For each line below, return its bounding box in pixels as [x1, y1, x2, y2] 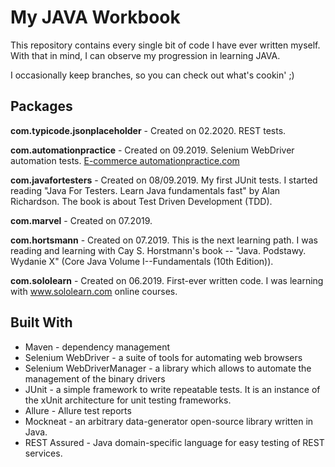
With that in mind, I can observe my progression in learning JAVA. [10, 49, 281, 61]
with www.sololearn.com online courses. [10, 285, 178, 297]
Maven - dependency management [24, 341, 171, 353]
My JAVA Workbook [10, 6, 181, 29]
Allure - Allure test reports [24, 404, 132, 416]
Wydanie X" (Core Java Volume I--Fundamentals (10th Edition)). [10, 255, 274, 267]
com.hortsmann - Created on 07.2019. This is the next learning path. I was [10, 234, 318, 246]
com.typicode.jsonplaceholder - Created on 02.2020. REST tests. [10, 124, 287, 136]
